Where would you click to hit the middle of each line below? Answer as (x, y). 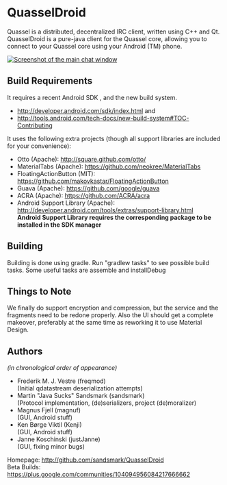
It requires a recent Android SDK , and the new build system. (92, 97)
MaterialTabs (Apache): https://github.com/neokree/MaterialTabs (109, 166)
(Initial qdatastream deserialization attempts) (80, 388)
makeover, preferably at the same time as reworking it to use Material (105, 323)
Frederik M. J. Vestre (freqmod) (61, 381)
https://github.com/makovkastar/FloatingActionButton (93, 181)
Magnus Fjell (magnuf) (49, 410)
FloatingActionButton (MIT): (56, 173)
